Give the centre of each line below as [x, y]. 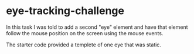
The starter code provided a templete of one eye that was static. [84, 45]
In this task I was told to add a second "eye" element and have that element [97, 27]
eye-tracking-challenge [65, 11]
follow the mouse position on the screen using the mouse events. [85, 33]
